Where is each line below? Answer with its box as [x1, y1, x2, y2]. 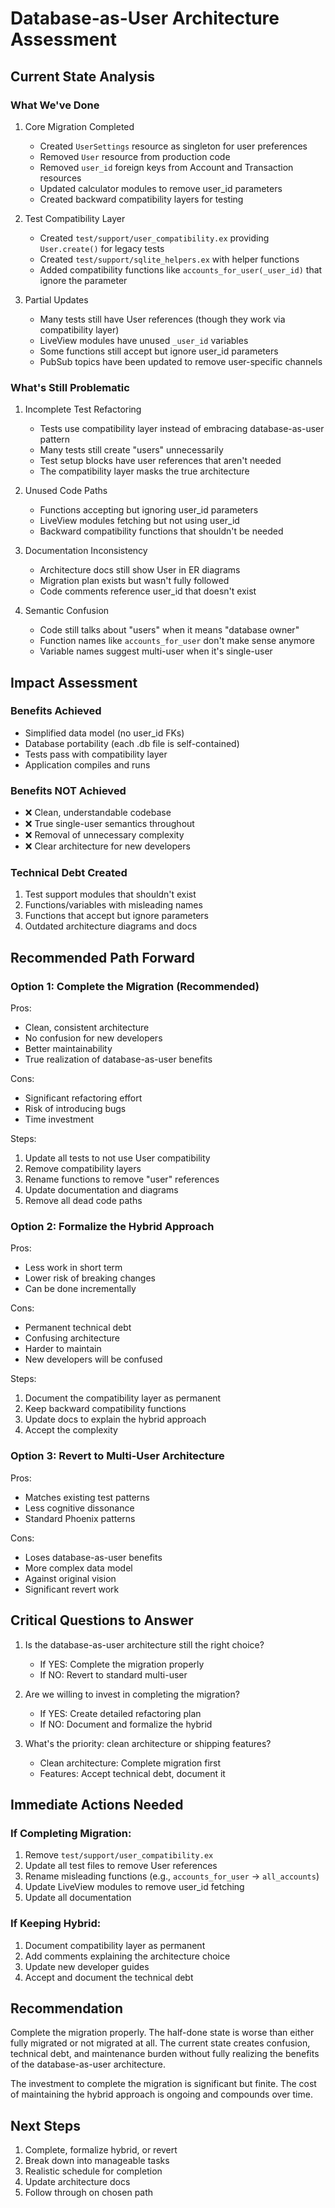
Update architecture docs [24, 2176, 131, 2188]
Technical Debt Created [10, 866, 128, 880]
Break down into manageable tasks [24, 2155, 170, 2167]
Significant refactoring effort [24, 1092, 143, 1104]
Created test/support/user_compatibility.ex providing [39, 232, 270, 244]
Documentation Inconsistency [24, 545, 148, 557]
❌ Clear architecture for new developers [24, 840, 191, 852]
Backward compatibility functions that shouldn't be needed [39, 525, 284, 537]
